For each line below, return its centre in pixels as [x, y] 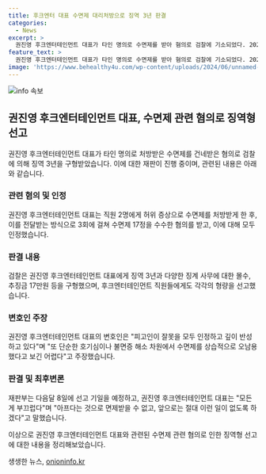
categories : [28, 23]
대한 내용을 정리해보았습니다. [61, 444]
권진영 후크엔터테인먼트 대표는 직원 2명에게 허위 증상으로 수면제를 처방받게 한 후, [133, 214]
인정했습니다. [28, 234]
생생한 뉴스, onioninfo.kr [47, 461]
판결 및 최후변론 [36, 379]
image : [19, 67]
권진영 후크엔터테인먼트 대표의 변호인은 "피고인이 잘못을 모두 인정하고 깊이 [123, 337]
